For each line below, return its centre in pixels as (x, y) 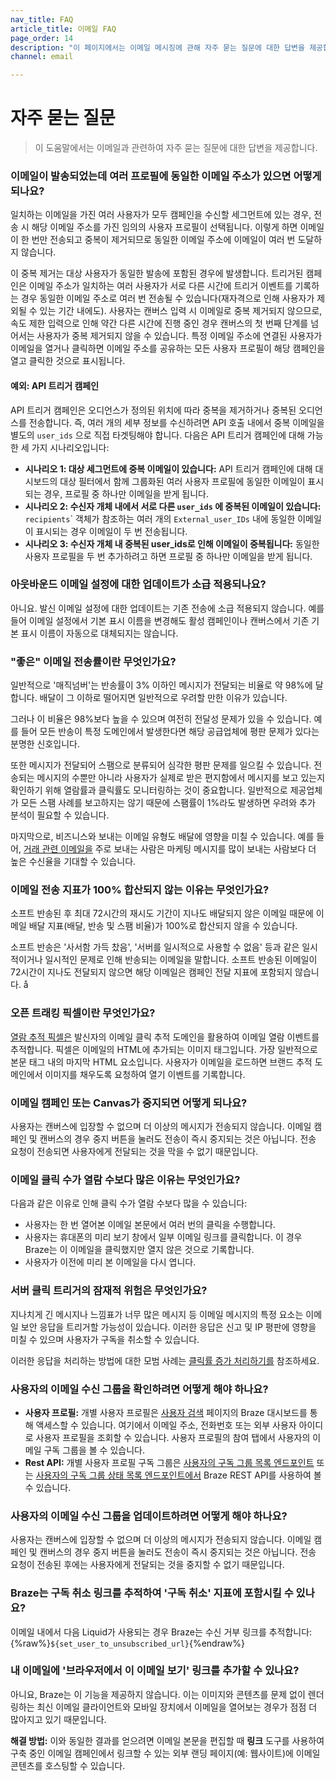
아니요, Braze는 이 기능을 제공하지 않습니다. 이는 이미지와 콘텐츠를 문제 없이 (158, 1694)
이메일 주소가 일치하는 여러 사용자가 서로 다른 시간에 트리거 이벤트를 (160, 286)
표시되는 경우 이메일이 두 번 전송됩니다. (111, 531)
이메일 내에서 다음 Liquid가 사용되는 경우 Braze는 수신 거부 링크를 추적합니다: (161, 1632)
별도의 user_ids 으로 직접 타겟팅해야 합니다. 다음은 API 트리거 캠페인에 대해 (157, 435)
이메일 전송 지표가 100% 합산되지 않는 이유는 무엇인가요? (140, 890)
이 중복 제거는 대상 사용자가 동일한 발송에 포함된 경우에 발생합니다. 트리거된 (157, 273)
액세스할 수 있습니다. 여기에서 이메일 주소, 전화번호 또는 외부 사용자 (166, 1425)
